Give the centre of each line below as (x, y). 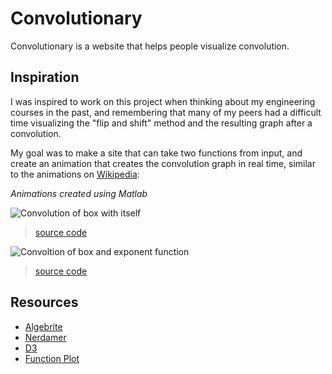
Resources (44, 302)
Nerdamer (45, 337)
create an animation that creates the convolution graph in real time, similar (163, 163)
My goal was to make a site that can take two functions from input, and (156, 153)
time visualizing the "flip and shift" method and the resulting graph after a (161, 123)
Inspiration (45, 77)
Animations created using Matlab (79, 193)
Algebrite (43, 326)
